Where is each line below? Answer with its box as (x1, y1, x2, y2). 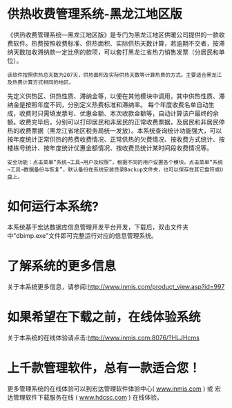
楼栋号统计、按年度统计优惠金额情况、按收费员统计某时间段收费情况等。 (7, 143, 213, 152)
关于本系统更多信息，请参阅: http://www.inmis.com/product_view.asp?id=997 (7, 282, 225, 290)
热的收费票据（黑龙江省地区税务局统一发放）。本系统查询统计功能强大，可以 (7, 126, 222, 135)
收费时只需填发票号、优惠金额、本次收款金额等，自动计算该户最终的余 (19, 109, 219, 118)
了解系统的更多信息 (7, 259, 117, 274)
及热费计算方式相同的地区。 (7, 79, 75, 86)
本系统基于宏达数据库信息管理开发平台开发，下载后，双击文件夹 (7, 223, 188, 231)
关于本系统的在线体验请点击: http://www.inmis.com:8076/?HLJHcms (7, 333, 200, 342)
